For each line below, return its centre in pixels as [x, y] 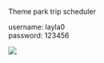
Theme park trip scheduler [52, 12]
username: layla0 [37, 27]
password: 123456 [39, 35]
